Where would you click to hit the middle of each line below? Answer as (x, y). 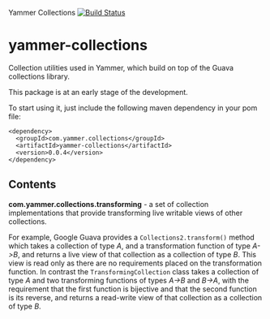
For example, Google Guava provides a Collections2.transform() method (132, 237)
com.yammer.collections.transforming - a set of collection (109, 204)
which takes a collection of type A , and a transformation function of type (130, 246)
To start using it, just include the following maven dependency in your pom (133, 108)
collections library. (39, 76)
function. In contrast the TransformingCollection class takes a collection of (134, 271)
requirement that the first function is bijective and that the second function (133, 289)
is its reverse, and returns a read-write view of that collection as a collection (135, 297)
